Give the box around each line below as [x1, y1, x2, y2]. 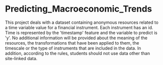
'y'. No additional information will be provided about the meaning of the [5, 35, 147, 41]
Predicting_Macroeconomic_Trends [5, 3, 152, 15]
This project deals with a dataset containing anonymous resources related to [5, 19, 159, 25]
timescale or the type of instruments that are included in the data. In [5, 45, 141, 51]
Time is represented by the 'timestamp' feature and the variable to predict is [5, 30, 158, 35]
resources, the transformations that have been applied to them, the [5, 40, 140, 46]
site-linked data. [5, 55, 37, 61]
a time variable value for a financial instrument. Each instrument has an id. [5, 24, 153, 30]
